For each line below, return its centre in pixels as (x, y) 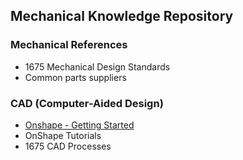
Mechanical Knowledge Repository (122, 16)
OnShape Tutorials (63, 135)
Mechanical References (69, 45)
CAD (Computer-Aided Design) (87, 103)
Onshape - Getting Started (79, 125)
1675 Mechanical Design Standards (97, 66)
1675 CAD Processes (68, 146)
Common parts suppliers (75, 77)
